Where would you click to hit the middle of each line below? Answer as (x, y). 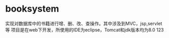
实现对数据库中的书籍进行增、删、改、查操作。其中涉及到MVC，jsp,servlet (84, 23)
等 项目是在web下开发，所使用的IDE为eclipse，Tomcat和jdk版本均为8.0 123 (84, 30)
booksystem (32, 9)
